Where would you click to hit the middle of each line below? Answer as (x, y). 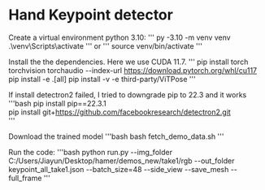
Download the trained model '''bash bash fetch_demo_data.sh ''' (116, 136)
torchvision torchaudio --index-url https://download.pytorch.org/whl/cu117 (133, 70)
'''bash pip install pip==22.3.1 (58, 103)
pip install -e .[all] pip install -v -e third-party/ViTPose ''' (102, 79)
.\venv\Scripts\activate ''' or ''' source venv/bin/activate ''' (106, 45)
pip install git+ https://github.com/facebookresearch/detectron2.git (120, 112)
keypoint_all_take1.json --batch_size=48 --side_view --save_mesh (119, 169)
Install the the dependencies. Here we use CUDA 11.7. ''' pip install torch (128, 62)
